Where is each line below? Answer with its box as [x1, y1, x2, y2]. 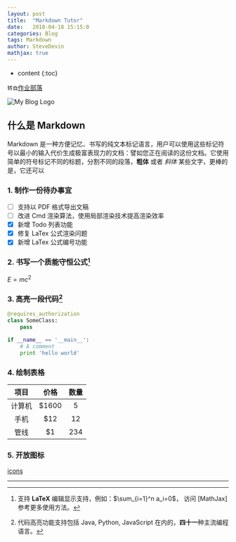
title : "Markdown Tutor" [7, 17, 83, 24]
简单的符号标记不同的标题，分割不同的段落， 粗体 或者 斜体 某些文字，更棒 [7, 157, 222, 165]
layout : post [7, 10, 46, 18]
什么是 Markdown [7, 120, 86, 132]
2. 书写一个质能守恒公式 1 [7, 256, 91, 267]
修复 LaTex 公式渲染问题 [17, 229, 88, 238]
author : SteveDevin [7, 43, 65, 50]
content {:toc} [17, 68, 58, 77]
